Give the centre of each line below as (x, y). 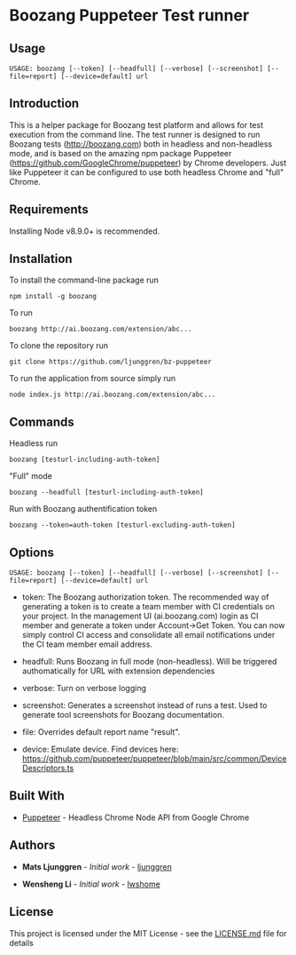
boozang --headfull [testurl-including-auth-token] (106, 493)
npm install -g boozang (53, 297)
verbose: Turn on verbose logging (84, 688)
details (21, 943)
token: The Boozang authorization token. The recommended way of (145, 597)
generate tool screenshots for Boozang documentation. (123, 715)
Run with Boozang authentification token (83, 509)
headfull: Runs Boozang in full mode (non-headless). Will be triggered (149, 662)
